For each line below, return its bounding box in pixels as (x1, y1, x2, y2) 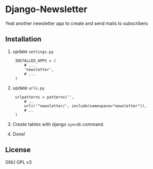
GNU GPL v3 (5, 159, 32, 165)
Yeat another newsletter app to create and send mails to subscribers (5, 20, 148, 26)
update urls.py (12, 85, 45, 91)
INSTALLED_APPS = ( (15, 58, 56, 63)
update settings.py (12, 48, 54, 54)
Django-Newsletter (5, 4, 88, 15)
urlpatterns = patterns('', (15, 95, 74, 100)
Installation (5, 35, 42, 44)
